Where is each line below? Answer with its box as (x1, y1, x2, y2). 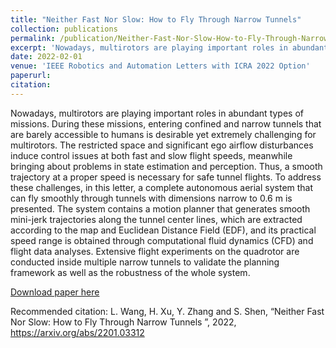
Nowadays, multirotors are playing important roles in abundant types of (10, 107, 304, 119)
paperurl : (10, 71, 52, 81)
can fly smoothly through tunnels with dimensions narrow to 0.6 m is (10, 192, 293, 204)
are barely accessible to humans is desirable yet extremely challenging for (10, 128, 317, 140)
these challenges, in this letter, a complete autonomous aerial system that (10, 181, 314, 193)
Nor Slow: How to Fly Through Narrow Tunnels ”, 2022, (10, 316, 237, 328)
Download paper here (10, 286, 100, 298)
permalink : (10, 33, 56, 43)
